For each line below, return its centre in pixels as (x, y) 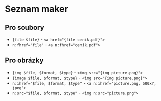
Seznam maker (36, 9)
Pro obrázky (24, 61)
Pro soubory (24, 27)
